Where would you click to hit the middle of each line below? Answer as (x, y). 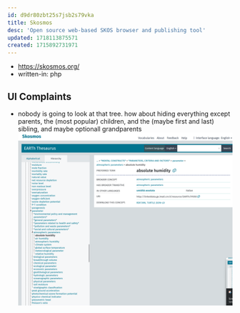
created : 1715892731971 (43, 45)
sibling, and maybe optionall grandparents (80, 129)
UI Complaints (40, 96)
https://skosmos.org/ (49, 66)
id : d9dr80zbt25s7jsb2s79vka (51, 15)
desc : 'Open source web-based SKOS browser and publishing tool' (106, 30)
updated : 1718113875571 (43, 38)
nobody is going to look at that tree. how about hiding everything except (124, 114)
